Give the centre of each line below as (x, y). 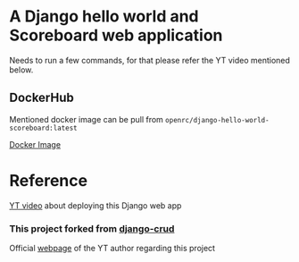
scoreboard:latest (43, 128)
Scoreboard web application (116, 35)
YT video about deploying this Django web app (96, 205)
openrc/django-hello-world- (217, 120)
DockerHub (42, 98)
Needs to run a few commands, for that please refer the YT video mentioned (149, 60)
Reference (48, 180)
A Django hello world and (104, 17)
